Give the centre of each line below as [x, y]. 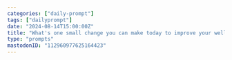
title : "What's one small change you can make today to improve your [109, 33]
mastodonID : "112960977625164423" [57, 46]
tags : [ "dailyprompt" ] [40, 20]
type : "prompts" [30, 39]
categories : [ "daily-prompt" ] [51, 13]
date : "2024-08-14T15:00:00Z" [51, 26]
